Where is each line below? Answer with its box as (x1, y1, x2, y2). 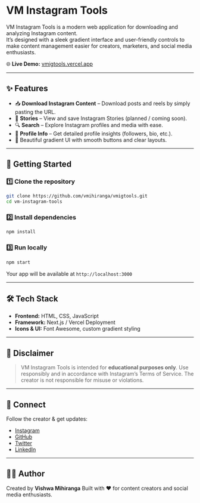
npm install (6, 229, 36, 235)
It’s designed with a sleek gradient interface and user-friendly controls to (6, 36, 185, 43)
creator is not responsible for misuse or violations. (20, 377, 144, 384)
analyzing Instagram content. (6, 29, 78, 36)
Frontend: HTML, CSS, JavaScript (14, 313, 99, 320)
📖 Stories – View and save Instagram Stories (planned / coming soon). (14, 115, 187, 122)
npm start (6, 259, 31, 266)
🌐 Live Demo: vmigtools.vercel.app (6, 60, 93, 67)
